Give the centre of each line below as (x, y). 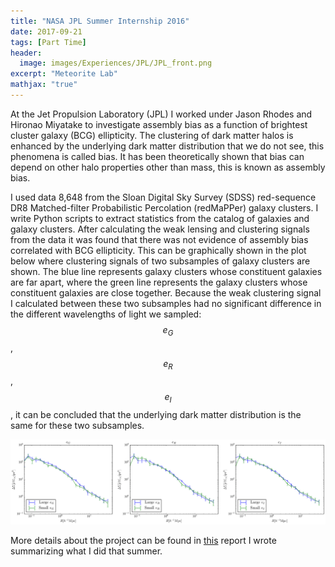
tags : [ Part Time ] (48, 42)
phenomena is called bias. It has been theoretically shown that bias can (157, 156)
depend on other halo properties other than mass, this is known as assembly (168, 167)
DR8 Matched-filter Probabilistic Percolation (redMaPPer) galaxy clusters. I (164, 207)
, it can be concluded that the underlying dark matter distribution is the (156, 415)
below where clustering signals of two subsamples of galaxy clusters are (160, 261)
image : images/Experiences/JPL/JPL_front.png (116, 63)
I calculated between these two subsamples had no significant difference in (166, 303)
